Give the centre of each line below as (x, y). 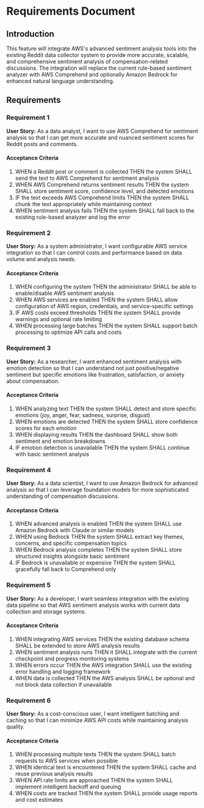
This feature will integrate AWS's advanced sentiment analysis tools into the (101, 48)
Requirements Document (71, 11)
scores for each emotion (46, 428)
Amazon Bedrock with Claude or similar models (75, 530)
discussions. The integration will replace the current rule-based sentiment (99, 68)
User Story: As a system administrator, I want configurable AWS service (97, 246)
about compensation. (33, 381)
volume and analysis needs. (41, 259)
